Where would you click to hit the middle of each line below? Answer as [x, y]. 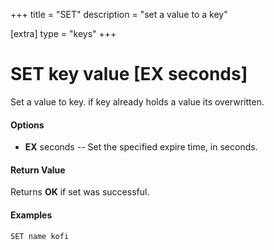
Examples [31, 215]
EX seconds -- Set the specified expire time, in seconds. [141, 147]
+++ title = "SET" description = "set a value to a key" [119, 14]
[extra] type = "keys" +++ [63, 33]
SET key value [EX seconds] [129, 74]
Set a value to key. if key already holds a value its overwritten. [137, 101]
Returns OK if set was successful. [80, 192]
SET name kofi [40, 236]
